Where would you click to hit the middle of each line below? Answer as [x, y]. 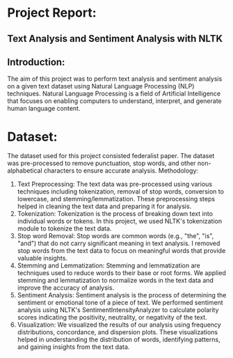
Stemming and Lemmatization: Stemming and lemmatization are [109, 265]
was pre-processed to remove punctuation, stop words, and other [102, 163]
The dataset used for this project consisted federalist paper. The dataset [111, 156]
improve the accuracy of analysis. [66, 288]
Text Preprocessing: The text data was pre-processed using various [115, 184]
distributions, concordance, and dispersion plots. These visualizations [118, 332]
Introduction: [36, 62]
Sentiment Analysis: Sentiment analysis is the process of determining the [122, 295]
